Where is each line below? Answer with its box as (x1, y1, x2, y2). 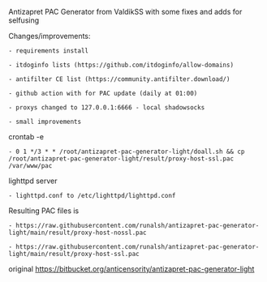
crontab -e (8, 132, 45, 141)
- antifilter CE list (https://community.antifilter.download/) (8, 75, 230, 83)
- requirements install (8, 47, 89, 55)
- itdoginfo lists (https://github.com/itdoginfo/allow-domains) (8, 61, 234, 69)
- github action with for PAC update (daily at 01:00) (8, 89, 198, 97)
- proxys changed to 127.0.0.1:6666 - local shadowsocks (8, 104, 205, 112)
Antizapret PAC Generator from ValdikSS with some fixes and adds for (8, 7, 243, 16)
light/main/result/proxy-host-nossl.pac (8, 229, 148, 237)
